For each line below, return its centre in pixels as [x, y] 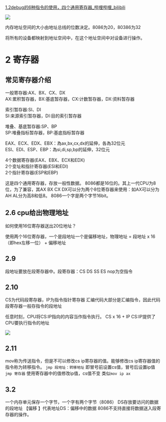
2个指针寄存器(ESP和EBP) [32, 173]
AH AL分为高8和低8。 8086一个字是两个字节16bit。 [58, 196]
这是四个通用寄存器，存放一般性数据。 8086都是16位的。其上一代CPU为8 [81, 183]
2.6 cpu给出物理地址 [37, 213]
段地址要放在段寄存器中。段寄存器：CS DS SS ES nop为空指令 [69, 271]
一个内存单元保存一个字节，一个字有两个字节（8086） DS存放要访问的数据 [82, 402]
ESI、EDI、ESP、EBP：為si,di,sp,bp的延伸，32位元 [58, 149]
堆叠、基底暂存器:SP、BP [31, 126]
